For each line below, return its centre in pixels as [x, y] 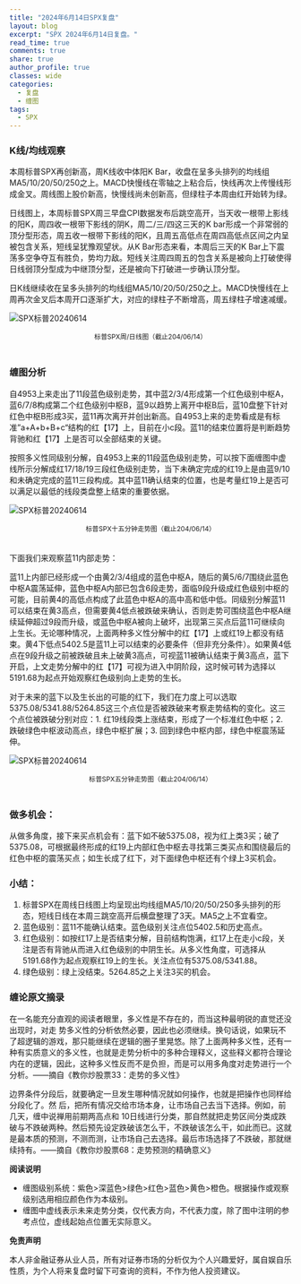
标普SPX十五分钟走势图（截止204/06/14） [150, 529]
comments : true [38, 51]
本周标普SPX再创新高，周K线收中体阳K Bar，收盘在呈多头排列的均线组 [140, 172]
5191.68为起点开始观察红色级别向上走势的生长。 [98, 677]
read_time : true [39, 43]
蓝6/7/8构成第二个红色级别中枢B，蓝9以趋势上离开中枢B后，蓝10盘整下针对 [149, 405]
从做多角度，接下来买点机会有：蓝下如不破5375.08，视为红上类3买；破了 [145, 836]
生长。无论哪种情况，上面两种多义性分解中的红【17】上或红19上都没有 [146, 633]
